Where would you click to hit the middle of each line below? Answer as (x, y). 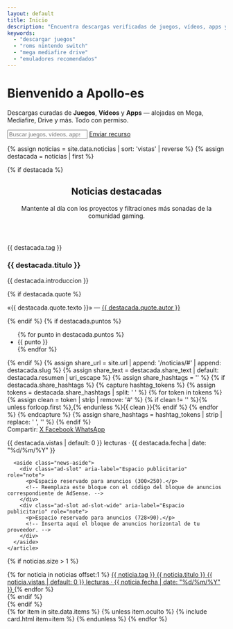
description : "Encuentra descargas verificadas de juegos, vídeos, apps (114, 26)
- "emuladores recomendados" (55, 59)
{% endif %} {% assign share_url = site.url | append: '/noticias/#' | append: (114, 363)
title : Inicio (28, 20)
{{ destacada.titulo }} (44, 265)
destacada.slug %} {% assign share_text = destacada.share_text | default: (113, 370)
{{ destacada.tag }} (35, 247)
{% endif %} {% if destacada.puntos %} (64, 321)
